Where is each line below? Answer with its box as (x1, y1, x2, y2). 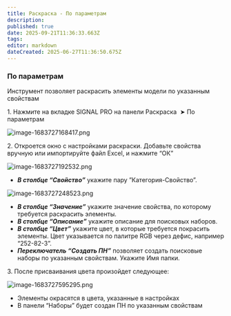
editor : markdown (7, 42, 57, 49)
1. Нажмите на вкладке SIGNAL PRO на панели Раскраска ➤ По (7, 108, 195, 116)
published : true (7, 23, 54, 30)
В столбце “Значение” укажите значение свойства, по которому (17, 203, 212, 211)
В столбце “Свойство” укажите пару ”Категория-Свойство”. (17, 176, 198, 184)
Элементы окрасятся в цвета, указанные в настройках (17, 294, 180, 302)
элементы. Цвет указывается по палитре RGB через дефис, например (17, 232, 225, 240)
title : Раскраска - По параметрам (7, 10, 107, 17)
